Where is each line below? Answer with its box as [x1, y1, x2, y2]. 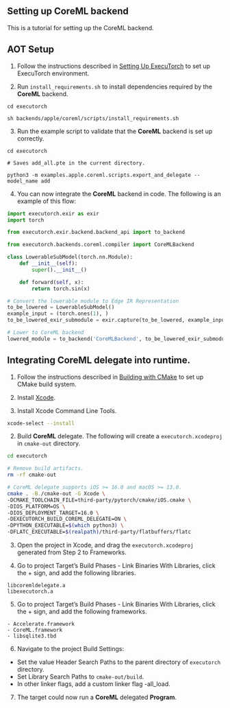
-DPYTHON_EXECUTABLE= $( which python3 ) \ [7, 522, 125, 529]
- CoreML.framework [7, 627, 63, 634]
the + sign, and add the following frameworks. [16, 607, 147, 616]
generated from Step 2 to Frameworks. [16, 548, 127, 556]
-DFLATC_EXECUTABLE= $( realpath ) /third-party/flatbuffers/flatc [7, 528, 192, 536]
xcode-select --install [7, 420, 75, 427]
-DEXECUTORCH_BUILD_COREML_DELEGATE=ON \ [7, 516, 127, 523]
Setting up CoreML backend [7, 5, 129, 17]
